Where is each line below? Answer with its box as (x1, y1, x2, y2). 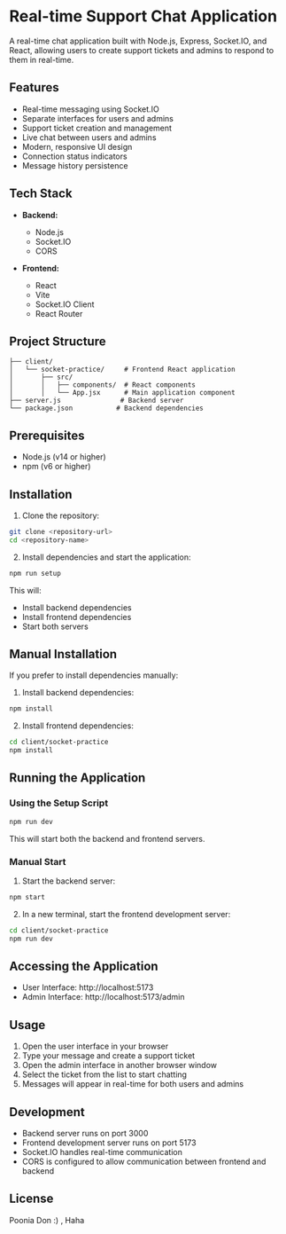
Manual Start (9, 855, 66, 868)
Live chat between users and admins (21, 131, 157, 143)
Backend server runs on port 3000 (21, 1128, 149, 1138)
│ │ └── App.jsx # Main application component (9, 389, 236, 397)
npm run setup (9, 569, 62, 578)
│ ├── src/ (9, 373, 73, 382)
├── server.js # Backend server (9, 397, 184, 405)
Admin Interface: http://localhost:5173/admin (21, 992, 185, 1002)
